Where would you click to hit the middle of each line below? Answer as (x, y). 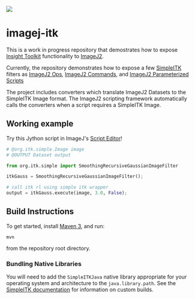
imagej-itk (32, 33)
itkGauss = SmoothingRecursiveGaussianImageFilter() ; (75, 177)
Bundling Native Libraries (44, 264)
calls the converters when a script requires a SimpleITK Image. (84, 104)
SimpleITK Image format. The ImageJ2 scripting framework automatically (97, 98)
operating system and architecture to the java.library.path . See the (91, 283)
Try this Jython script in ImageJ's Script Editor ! (64, 138)
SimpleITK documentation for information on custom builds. (80, 290)
